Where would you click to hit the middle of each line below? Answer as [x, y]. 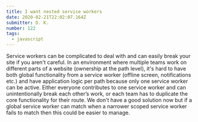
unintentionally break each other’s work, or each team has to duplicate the [97, 94]
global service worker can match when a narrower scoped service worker [97, 106]
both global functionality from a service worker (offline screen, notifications [99, 75]
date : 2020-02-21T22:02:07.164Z [46, 17]
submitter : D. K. [28, 23]
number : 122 [21, 28]
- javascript [28, 39]
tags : [13, 34]
